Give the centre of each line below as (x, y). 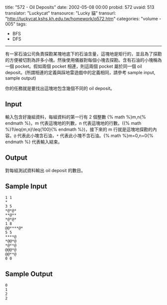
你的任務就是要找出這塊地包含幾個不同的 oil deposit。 (60, 88)
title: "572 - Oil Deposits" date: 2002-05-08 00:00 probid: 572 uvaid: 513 (80, 7)
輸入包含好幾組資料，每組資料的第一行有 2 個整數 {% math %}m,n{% (76, 117)
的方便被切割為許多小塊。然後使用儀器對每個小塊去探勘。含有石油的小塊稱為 (83, 60)
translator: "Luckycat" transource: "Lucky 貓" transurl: (61, 13)
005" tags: (16, 24)
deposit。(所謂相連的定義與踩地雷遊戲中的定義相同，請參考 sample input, (80, 72)
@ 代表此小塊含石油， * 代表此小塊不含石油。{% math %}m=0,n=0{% (84, 135)
